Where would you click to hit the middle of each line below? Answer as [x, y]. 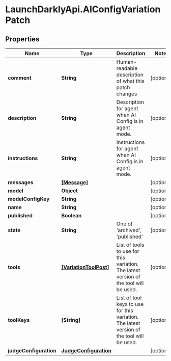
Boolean [72, 215]
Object [69, 191]
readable [127, 68]
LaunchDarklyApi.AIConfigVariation [83, 9]
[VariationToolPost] [85, 267]
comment [20, 78]
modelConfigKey [29, 199]
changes [127, 94]
